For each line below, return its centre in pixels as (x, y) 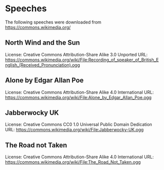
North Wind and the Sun (43, 43)
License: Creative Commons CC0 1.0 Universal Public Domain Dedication (79, 124)
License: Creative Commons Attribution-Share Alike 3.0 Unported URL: (76, 54)
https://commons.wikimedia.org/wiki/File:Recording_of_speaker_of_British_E (82, 60)
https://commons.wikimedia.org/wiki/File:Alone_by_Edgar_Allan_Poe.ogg (78, 97)
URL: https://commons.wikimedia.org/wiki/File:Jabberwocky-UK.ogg (74, 130)
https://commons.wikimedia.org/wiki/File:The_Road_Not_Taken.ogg (73, 162)
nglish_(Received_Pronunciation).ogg (43, 65)
